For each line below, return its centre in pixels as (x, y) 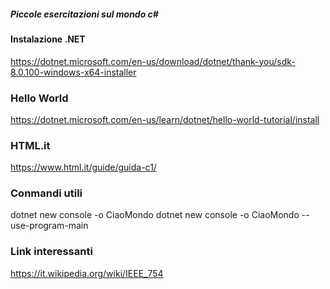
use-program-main (49, 226)
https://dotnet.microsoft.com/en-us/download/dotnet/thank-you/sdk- (153, 61)
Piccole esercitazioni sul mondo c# (84, 14)
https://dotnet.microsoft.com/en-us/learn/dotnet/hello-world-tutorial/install (165, 119)
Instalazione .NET (48, 39)
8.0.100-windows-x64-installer (73, 72)
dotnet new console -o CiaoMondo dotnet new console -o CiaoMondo (155, 215)
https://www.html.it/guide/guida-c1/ (83, 167)
